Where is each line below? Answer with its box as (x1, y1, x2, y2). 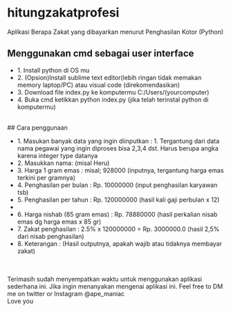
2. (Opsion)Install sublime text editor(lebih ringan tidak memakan (17, 73, 202, 81)
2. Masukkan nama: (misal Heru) (17, 159, 110, 167)
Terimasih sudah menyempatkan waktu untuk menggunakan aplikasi (7, 275, 203, 283)
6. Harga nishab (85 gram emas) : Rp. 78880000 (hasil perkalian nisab (17, 210, 218, 218)
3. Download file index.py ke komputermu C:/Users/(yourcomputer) (17, 88, 210, 96)
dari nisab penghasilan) (17, 232, 84, 240)
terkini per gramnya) (17, 173, 76, 182)
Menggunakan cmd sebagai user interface (7, 48, 194, 59)
